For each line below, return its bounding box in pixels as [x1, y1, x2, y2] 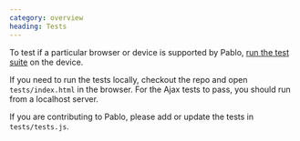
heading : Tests [9, 22, 67, 31]
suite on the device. [9, 56, 84, 67]
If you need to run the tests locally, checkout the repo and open [9, 74, 248, 85]
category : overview [9, 13, 84, 23]
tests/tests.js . [9, 120, 70, 132]
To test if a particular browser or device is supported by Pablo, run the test [9, 46, 290, 57]
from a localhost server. [9, 93, 98, 105]
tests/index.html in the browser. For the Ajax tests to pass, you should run [9, 84, 292, 95]
